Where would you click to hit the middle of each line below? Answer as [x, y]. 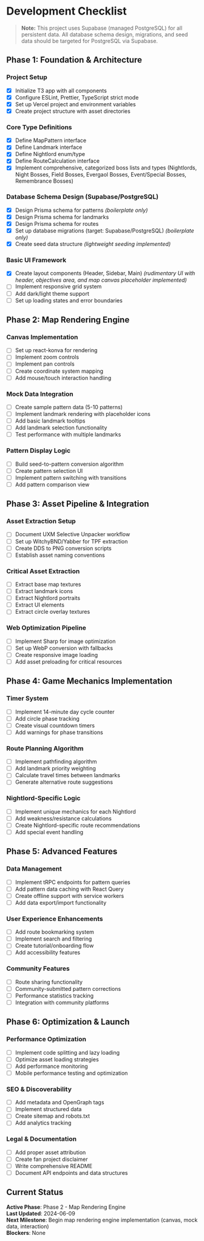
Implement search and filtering [53, 939]
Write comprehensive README [54, 1166]
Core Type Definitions [39, 127]
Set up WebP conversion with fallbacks [64, 648]
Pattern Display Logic [39, 450]
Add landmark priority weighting [55, 769]
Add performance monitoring [51, 1066]
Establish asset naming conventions [60, 555]
